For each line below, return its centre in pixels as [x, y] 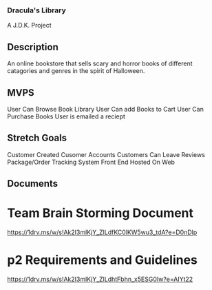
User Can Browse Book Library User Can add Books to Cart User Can [106, 109]
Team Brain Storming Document [100, 213]
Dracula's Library [37, 10]
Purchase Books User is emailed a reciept [66, 116]
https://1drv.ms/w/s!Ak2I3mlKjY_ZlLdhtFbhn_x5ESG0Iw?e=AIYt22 [100, 279]
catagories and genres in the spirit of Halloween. [76, 71]
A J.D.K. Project [29, 25]
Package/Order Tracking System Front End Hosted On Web [91, 162]
